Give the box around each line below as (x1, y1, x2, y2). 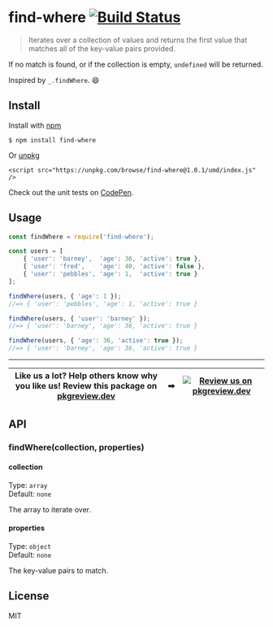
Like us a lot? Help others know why (15, 370, 158, 381)
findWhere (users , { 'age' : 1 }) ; (8, 292, 122, 300)
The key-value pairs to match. (8, 565, 109, 575)
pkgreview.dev (56, 390, 116, 402)
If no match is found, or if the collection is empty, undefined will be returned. (8, 59, 264, 69)
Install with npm (8, 120, 62, 130)
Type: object (8, 541, 51, 551)
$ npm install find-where (8, 136, 96, 144)
